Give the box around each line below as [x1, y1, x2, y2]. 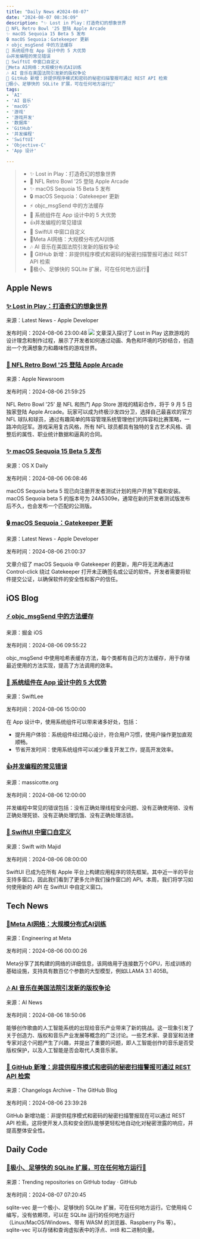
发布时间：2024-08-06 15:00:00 [6, 706, 86, 713]
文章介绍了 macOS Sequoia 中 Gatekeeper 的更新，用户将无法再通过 [6, 561, 174, 568]
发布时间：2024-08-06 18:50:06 [6, 1011, 86, 1018]
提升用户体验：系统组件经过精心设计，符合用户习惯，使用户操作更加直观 [14, 731, 192, 738]
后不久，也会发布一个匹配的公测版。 [6, 502, 95, 509]
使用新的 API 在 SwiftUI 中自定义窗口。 [11, 883, 106, 891]
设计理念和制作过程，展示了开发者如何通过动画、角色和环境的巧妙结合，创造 [6, 337, 194, 344]
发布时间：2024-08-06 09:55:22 [6, 641, 87, 648]
